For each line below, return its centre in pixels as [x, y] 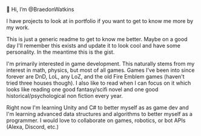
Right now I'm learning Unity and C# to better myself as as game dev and [97, 108]
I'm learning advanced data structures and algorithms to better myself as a [99, 114]
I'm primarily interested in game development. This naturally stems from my [100, 64]
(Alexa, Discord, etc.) [33, 127]
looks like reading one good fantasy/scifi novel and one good [82, 89]
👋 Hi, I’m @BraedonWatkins [40, 9]
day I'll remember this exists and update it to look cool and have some [93, 46]
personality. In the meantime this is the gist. [61, 52]
